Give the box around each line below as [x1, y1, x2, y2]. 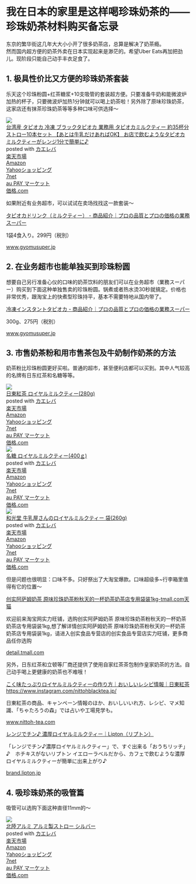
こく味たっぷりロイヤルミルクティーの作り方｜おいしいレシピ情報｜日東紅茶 [6, 681, 190, 688]
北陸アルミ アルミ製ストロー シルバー [6, 823, 96, 830]
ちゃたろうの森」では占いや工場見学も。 [18, 707, 116, 714]
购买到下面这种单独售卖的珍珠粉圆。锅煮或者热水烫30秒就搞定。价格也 [16, 286, 187, 293]
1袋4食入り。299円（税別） [6, 232, 72, 239]
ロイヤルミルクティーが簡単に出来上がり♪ [6, 758, 107, 765]
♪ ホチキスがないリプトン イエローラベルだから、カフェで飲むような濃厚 [6, 750, 185, 758]
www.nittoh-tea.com [6, 718, 55, 725]
